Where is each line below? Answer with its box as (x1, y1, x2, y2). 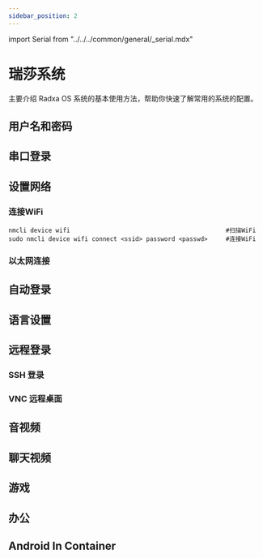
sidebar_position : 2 (8, 11, 78, 20)
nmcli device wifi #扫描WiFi (8, 226, 257, 235)
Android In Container (8, 539, 117, 552)
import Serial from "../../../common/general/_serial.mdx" (8, 34, 193, 44)
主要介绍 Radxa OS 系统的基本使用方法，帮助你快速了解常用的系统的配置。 (8, 93, 258, 103)
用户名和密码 (8, 119, 73, 133)
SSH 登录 (8, 370, 45, 381)
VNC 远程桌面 (8, 393, 63, 404)
